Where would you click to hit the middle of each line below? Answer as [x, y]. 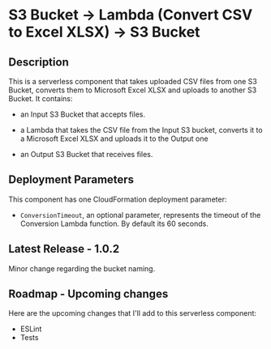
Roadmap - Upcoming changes [88, 294]
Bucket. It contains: [41, 98]
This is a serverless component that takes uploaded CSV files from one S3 [133, 81]
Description [39, 62]
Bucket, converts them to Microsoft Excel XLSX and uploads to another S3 [133, 90]
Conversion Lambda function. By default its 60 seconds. [114, 223]
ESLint [31, 329]
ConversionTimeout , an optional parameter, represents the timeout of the [140, 215]
